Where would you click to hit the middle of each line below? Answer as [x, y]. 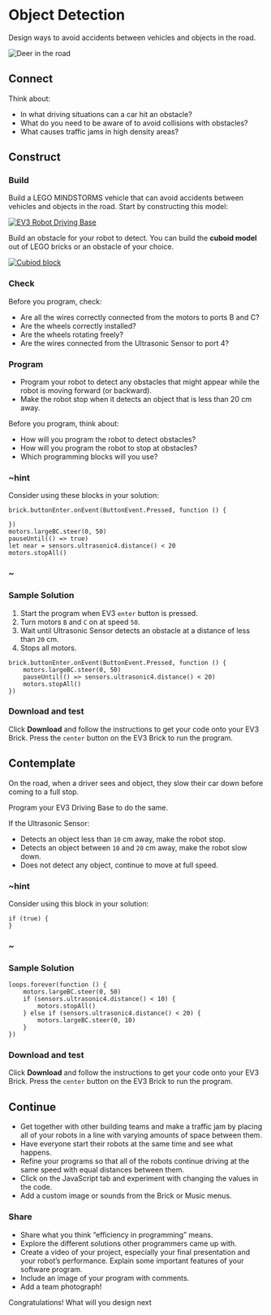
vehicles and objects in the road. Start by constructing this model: [118, 207]
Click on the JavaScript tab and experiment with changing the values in [139, 1178]
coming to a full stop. [44, 792]
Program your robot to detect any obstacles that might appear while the [140, 382]
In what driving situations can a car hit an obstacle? [106, 114]
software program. [51, 1269]
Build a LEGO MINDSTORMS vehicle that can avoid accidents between [126, 198]
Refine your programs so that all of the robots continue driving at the [135, 1161]
